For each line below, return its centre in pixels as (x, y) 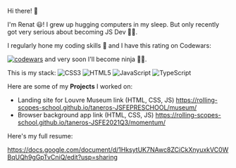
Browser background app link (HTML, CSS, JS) (86, 115)
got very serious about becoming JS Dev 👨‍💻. (73, 32)
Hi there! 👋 (23, 11)
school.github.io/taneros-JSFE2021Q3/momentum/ (91, 122)
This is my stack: (32, 73)
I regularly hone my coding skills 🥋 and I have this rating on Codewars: (109, 45)
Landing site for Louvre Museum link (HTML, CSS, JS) (96, 100)
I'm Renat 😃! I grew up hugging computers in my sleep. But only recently (113, 24)
